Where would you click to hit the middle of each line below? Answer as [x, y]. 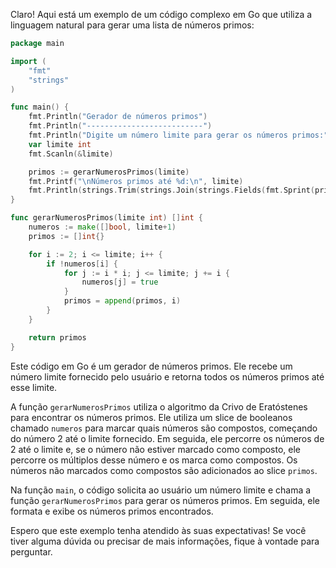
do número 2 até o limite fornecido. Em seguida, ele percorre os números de [167, 438]
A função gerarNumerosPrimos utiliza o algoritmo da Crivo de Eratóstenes [159, 406]
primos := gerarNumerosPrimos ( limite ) [109, 172]
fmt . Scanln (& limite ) [71, 154]
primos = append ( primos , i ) [122, 301]
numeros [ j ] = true [120, 282]
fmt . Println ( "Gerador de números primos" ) [118, 117]
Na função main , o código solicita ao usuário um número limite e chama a [161, 490]
